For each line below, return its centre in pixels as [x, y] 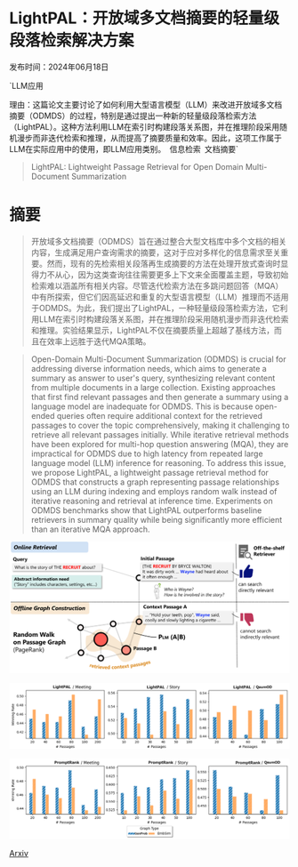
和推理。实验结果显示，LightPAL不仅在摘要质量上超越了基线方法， [153, 330]
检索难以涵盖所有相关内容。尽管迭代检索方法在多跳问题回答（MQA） [157, 285]
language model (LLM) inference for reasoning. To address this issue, [158, 462]
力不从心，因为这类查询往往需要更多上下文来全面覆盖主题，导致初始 [164, 274]
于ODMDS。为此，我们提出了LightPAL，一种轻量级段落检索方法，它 [155, 308]
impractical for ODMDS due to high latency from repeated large [147, 454]
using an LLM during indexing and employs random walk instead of [154, 491]
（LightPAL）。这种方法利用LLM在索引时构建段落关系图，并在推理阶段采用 [145, 126]
